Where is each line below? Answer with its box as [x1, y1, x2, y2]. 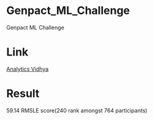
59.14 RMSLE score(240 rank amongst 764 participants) [6, 107, 148, 114]
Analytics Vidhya [6, 65, 49, 72]
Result [6, 86, 40, 101]
